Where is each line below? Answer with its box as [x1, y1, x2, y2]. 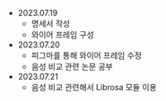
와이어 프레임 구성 [31, 29, 94, 39]
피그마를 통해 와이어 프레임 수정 [31, 50, 142, 61]
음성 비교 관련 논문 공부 [31, 62, 114, 72]
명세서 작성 [31, 18, 70, 29]
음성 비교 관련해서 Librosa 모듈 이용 [31, 82, 157, 92]
